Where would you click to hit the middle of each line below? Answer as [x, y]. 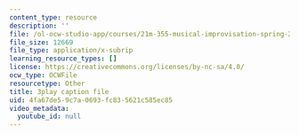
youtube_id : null [49, 116]
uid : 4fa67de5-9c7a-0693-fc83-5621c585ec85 [91, 100]
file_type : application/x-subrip [71, 51]
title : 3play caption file [59, 91]
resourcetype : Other [48, 83]
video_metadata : [39, 108]
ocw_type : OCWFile [43, 75]
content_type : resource [53, 17]
